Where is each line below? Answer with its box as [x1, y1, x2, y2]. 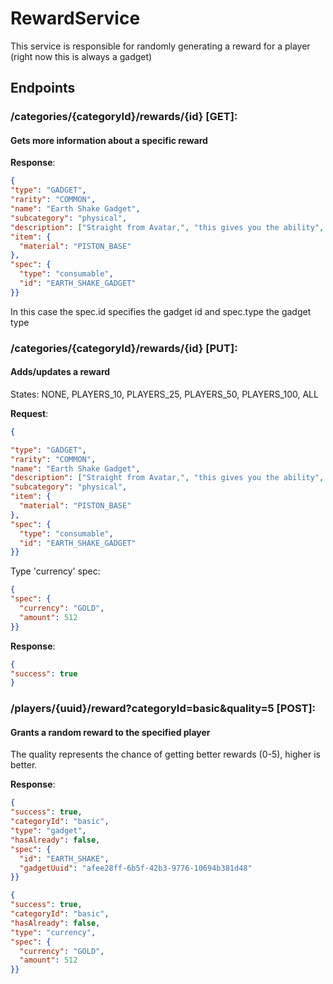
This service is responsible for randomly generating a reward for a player [10, 40, 311, 52]
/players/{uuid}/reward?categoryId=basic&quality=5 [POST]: [10, 702, 317, 716]
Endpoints [10, 80, 76, 97]
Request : [10, 407, 49, 419]
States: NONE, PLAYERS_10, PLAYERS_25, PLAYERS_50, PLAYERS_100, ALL [10, 388, 319, 400]
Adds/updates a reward [10, 366, 111, 378]
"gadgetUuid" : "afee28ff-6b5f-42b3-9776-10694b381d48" [19, 863, 253, 873]
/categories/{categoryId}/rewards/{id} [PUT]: [10, 341, 238, 355]
